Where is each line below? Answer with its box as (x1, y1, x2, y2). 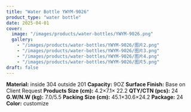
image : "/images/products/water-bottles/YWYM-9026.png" (11, 31, 153, 37)
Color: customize (6, 100, 49, 107)
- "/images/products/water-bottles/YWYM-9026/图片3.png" (17, 48, 160, 54)
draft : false (6, 64, 39, 71)
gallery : (11, 37, 33, 43)
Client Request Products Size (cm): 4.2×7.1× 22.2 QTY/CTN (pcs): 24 (6, 87, 178, 95)
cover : (6, 25, 23, 32)
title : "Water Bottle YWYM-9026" (6, 8, 90, 15)
